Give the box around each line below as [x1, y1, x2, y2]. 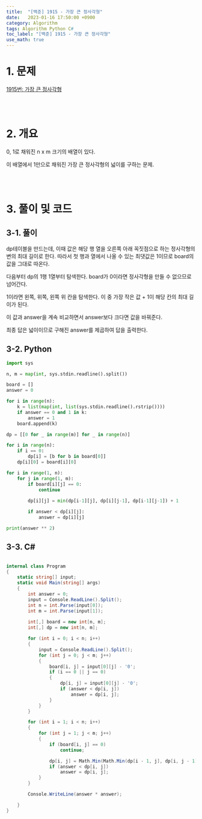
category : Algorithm [6, 20, 58, 26]
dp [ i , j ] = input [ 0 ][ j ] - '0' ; [60, 681, 138, 687]
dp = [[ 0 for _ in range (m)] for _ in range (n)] [6, 431, 130, 437]
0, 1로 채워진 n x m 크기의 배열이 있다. [6, 148, 96, 155]
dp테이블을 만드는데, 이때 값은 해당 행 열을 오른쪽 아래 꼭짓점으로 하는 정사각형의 [6, 245, 195, 252]
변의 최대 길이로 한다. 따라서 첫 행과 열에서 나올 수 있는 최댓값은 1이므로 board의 [6, 252, 194, 259]
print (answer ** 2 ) [6, 525, 55, 531]
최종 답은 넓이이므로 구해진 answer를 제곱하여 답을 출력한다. [6, 326, 148, 333]
